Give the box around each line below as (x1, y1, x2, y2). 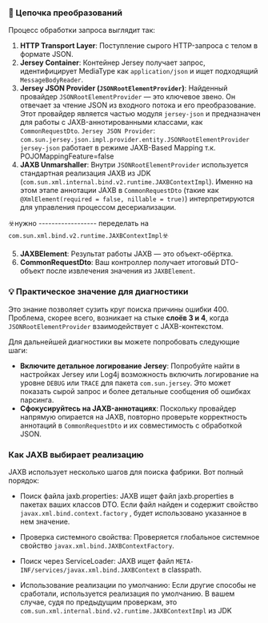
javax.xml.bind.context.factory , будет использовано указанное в (19, 508, 247, 517)
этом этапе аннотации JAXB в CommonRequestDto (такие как (19, 186, 219, 195)
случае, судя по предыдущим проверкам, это (19, 597, 178, 607)
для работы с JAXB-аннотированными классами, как (19, 118, 203, 127)
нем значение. (19, 516, 70, 526)
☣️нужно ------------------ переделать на (8, 219, 150, 228)
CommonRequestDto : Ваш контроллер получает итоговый (19, 258, 219, 267)
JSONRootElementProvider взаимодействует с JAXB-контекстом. (8, 321, 224, 331)
